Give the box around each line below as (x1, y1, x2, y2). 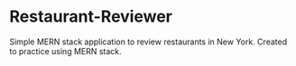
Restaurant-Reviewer (9, 6, 173, 27)
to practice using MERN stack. (9, 45, 122, 56)
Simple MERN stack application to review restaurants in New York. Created (9, 36, 287, 47)
